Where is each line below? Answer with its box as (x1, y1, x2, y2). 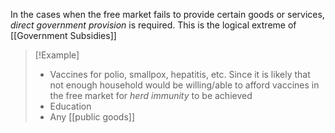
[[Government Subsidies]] (10, 30, 117, 41)
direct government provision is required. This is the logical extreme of (10, 19, 297, 31)
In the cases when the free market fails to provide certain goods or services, (10, 9, 325, 20)
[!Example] (34, 49, 80, 61)
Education (49, 100, 92, 112)
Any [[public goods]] (49, 111, 136, 123)
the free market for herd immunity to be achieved (49, 90, 253, 101)
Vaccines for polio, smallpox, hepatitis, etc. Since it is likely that (49, 69, 311, 80)
